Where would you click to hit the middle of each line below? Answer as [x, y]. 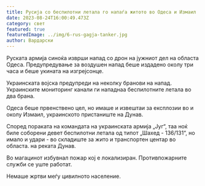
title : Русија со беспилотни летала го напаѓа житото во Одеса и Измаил [101, 12]
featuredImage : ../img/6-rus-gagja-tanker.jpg [67, 35]
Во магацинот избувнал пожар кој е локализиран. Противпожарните [97, 158]
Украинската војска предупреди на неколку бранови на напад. [89, 83]
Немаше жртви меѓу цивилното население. [64, 176]
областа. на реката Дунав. [41, 146]
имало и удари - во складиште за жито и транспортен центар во [91, 139]
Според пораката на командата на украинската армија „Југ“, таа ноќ [97, 126]
